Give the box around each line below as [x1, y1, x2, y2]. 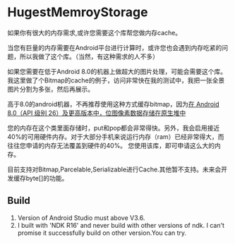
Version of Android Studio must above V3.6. [17, 213, 145, 222]
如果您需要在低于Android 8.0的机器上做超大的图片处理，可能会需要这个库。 [7, 67, 227, 75]
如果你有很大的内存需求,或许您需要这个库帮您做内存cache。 [7, 28, 182, 37]
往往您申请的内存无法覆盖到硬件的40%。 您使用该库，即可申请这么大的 [7, 141, 215, 150]
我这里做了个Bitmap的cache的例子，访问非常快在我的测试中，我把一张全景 [7, 75, 225, 85]
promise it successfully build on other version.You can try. [17, 228, 187, 237]
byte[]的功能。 [25, 173, 68, 182]
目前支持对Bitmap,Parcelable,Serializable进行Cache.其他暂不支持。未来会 [7, 165, 222, 173]
